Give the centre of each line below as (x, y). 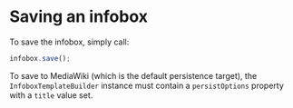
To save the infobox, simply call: (69, 42)
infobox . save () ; (40, 58)
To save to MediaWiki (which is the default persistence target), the (133, 75)
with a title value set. (51, 95)
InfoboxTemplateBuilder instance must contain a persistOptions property (146, 85)
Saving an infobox (78, 17)
